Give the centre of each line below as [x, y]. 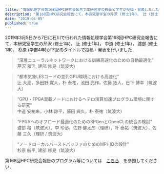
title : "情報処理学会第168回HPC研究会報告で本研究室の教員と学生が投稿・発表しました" [83, 10]
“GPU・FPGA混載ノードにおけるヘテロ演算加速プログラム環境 [80, 99]
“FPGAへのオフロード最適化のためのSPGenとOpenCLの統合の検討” [84, 122]
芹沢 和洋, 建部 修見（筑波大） [47, 66]
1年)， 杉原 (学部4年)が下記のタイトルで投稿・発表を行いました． [71, 50]
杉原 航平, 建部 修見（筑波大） [47, 150]
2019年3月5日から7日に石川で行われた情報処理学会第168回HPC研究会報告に [82, 38]
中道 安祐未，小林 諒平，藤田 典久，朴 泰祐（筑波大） [71, 111]
